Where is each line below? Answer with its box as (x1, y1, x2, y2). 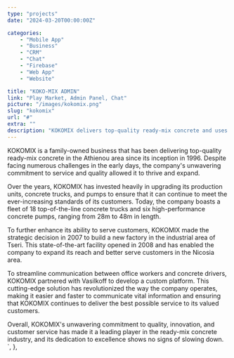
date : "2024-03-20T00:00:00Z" (7, 17, 96, 24)
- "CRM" (20, 49, 42, 56)
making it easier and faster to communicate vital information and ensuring (7, 291, 221, 300)
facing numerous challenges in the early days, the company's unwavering (7, 161, 221, 169)
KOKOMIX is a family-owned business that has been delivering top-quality (7, 146, 222, 154)
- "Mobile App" (20, 36, 65, 43)
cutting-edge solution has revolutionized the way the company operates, (7, 284, 218, 292)
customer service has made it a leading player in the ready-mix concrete (7, 327, 218, 336)
